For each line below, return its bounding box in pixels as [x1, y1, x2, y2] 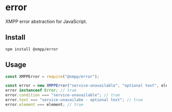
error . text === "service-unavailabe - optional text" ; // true [5, 97, 143, 103]
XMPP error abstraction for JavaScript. [5, 18, 88, 24]
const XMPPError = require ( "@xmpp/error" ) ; [5, 74, 100, 79]
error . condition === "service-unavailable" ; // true [5, 93, 120, 98]
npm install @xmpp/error [5, 46, 58, 52]
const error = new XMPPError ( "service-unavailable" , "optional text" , [5, 83, 159, 88]
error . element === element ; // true [5, 102, 83, 107]
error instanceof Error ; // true [5, 88, 77, 93]
